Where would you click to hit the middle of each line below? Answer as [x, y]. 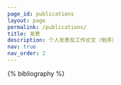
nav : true [22, 47]
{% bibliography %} [36, 73]
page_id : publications [41, 14]
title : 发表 [24, 34]
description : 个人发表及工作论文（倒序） [62, 40]
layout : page [27, 21]
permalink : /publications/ [47, 27]
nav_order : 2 [27, 54]
